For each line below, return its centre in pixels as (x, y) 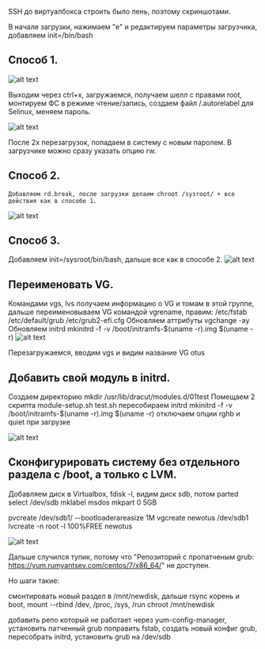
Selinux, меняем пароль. (49, 111)
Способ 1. (33, 60)
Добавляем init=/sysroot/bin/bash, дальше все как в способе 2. (115, 259)
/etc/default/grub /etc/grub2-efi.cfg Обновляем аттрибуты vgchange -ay (129, 321)
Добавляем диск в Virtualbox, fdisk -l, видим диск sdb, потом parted (123, 493)
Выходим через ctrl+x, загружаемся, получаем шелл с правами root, (125, 94)
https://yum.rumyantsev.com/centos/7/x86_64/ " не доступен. (110, 565)
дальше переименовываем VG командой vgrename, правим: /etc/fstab (128, 312)
